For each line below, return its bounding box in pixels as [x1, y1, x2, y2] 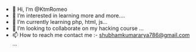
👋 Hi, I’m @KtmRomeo [12, 6, 68, 13]
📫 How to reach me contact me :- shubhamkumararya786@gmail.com [12, 32, 190, 38]
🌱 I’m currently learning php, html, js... [12, 19, 108, 25]
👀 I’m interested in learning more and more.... [12, 12, 125, 19]
